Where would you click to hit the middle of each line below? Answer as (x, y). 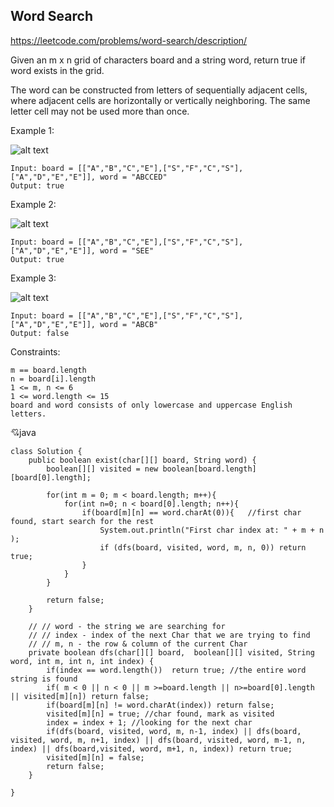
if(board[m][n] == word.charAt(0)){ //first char (191, 512)
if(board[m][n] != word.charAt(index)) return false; (160, 705)
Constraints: (35, 351)
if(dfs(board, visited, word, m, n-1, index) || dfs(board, (174, 731)
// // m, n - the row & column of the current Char (138, 644)
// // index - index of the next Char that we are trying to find (169, 635)
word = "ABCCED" (133, 177)
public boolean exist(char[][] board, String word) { (142, 460)
